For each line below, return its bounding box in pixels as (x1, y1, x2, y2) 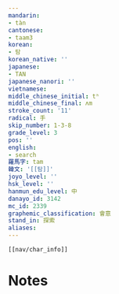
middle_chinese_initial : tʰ (8, 92, 100, 100)
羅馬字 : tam (8, 158, 44, 166)
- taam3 (8, 33, 34, 42)
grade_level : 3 (8, 128, 58, 136)
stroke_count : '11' (8, 107, 72, 115)
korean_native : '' (8, 56, 68, 64)
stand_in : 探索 (8, 217, 56, 225)
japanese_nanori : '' (8, 77, 76, 85)
